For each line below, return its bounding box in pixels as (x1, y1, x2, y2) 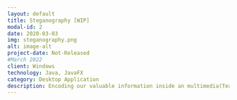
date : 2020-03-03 (7, 30, 59, 37)
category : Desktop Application (7, 75, 99, 83)
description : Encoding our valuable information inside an (7, 82, 185, 89)
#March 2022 (7, 56, 42, 63)
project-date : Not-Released (7, 50, 90, 57)
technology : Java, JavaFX (7, 69, 83, 76)
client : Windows (7, 63, 55, 70)
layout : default (7, 10, 55, 18)
